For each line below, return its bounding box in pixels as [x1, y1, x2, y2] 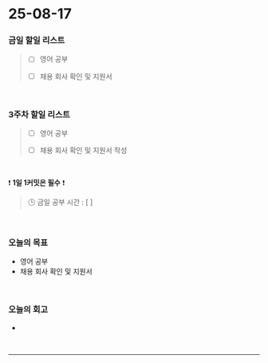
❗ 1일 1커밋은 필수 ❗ [8, 178, 65, 187]
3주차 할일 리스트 [8, 109, 70, 120]
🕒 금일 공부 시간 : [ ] [27, 197, 93, 207]
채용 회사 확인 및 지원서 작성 [39, 145, 128, 155]
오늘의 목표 [8, 237, 49, 248]
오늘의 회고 [8, 304, 49, 315]
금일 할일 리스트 [8, 35, 65, 46]
